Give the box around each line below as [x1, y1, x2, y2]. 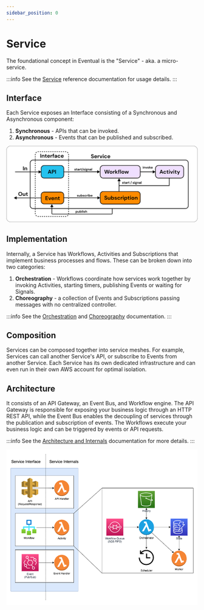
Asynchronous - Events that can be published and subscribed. [15, 134, 174, 141]
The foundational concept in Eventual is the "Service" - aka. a [6, 57, 161, 64]
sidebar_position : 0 [6, 10, 59, 16]
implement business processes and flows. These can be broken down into [6, 257, 192, 264]
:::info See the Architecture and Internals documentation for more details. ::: [6, 438, 195, 445]
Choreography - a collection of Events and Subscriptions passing [15, 294, 180, 302]
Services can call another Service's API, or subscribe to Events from [6, 353, 177, 360]
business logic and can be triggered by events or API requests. [6, 425, 164, 433]
